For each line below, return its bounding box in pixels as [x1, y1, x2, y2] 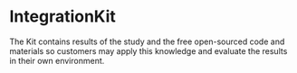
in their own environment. [9, 55, 105, 66]
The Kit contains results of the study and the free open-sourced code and [9, 36, 285, 47]
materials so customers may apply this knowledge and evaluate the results [9, 45, 288, 56]
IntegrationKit [9, 6, 116, 27]
